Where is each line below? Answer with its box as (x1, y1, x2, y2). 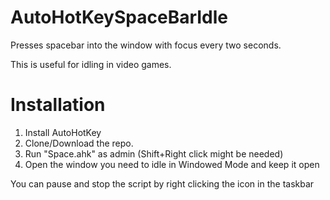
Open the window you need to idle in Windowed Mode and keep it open (24, 158, 320, 170)
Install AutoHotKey (24, 126, 102, 138)
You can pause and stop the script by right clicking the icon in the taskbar (10, 177, 315, 190)
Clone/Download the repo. (24, 137, 134, 149)
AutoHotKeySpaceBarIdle (10, 6, 229, 29)
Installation (10, 94, 106, 116)
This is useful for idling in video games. (10, 58, 172, 70)
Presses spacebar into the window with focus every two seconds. (10, 39, 282, 51)
